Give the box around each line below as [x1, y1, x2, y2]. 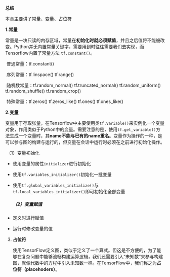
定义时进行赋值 [12, 215, 44, 221]
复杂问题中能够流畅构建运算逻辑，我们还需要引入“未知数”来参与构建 [21, 253, 163, 259]
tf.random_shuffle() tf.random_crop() [5, 88, 81, 94]
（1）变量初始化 [6, 150, 39, 156]
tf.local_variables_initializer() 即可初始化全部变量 [12, 189, 125, 194]
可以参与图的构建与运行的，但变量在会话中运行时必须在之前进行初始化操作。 [5, 139, 165, 145]
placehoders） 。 [26, 266, 60, 272]
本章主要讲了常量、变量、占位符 [5, 16, 72, 22]
